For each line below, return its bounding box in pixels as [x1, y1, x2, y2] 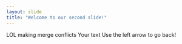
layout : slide [6, 8, 42, 15]
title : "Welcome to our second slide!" [6, 14, 107, 20]
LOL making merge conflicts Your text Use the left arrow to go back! [6, 31, 177, 38]
